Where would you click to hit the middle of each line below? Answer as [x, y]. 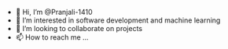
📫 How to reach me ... [52, 37]
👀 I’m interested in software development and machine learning [118, 20]
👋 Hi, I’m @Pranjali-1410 [54, 12]
